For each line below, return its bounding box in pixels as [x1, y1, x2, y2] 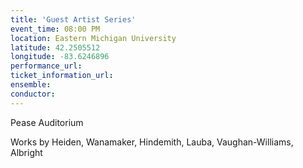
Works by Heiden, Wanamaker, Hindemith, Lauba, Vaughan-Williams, [10, 136, 294, 148]
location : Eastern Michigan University [10, 33, 177, 43]
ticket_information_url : [10, 71, 114, 81]
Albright [10, 146, 43, 158]
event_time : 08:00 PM [10, 24, 101, 34]
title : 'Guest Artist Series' [10, 14, 137, 25]
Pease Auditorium [10, 116, 84, 128]
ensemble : [10, 80, 52, 90]
